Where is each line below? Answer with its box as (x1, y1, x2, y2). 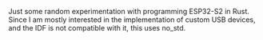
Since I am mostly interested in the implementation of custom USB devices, (8, 15, 256, 24)
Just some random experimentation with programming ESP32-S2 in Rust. (8, 7, 250, 16)
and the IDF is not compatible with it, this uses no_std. (8, 24, 186, 32)
